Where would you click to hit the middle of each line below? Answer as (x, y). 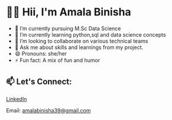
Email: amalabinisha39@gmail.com (48, 110)
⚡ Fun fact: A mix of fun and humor (57, 60)
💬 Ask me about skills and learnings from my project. (79, 47)
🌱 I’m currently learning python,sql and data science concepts (90, 34)
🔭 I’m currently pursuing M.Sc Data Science (68, 28)
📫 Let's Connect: (39, 82)
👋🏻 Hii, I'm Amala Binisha (69, 12)
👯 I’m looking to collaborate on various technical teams (81, 41)
